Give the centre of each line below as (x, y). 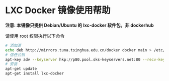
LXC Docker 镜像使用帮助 (58, 10)
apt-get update (21, 69)
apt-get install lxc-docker (35, 73)
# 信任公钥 (15, 55)
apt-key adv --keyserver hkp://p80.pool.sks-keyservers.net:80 (73, 59)
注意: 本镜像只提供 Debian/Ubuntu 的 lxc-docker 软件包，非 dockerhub (80, 25)
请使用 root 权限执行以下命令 (35, 36)
